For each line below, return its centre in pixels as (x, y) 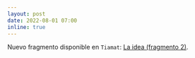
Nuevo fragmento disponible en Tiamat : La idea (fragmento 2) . (98, 47)
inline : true (26, 27)
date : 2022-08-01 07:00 (42, 21)
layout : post (26, 14)
